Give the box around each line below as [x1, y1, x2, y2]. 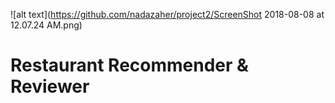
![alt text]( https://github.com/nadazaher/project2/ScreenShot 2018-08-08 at [10, 9, 325, 20]
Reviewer [10, 75, 90, 98]
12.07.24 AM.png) [10, 19, 83, 31]
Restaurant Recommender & [10, 54, 249, 77]
